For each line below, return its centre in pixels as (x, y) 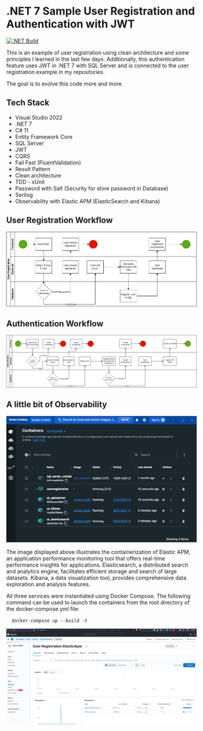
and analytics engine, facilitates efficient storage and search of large (92, 571)
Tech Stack (28, 103)
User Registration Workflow (60, 221)
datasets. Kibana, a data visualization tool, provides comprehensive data (96, 578)
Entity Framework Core (43, 136)
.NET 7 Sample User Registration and (101, 11)
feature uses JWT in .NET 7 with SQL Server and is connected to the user (98, 66)
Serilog (24, 195)
